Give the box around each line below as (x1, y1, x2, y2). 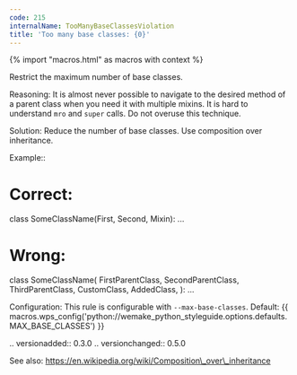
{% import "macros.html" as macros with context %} (9, 55, 204, 65)
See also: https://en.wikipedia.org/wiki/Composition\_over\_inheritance (9, 355, 271, 366)
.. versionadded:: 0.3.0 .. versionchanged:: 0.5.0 (9, 338, 187, 349)
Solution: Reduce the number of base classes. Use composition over (9, 126, 263, 136)
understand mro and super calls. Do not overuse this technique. (9, 109, 241, 119)
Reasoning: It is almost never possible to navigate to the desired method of (9, 89, 286, 100)
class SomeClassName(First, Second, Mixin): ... (9, 214, 185, 224)
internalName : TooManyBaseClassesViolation (9, 22, 175, 31)
